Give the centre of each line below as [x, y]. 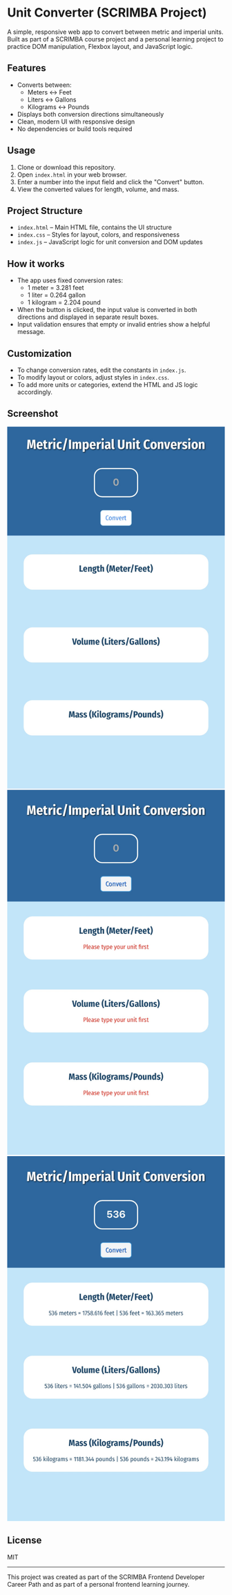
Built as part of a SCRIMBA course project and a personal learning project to [116, 39]
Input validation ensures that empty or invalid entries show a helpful [114, 324]
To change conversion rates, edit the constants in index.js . [101, 370]
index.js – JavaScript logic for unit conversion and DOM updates [110, 242]
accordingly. [35, 392]
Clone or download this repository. [66, 167]
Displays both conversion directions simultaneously [90, 114]
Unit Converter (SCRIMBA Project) [107, 13]
